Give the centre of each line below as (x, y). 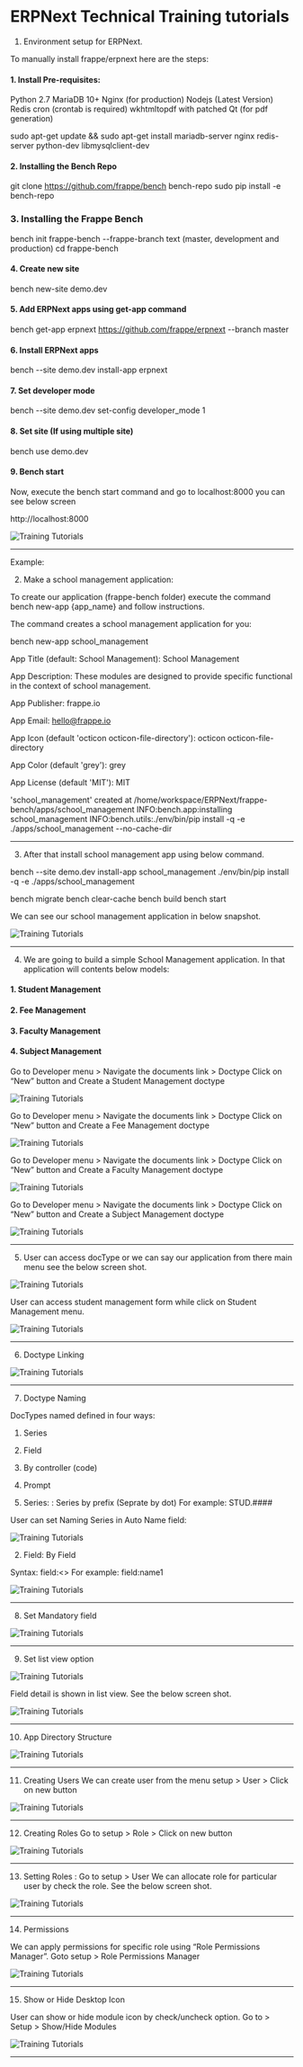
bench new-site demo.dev (59, 289)
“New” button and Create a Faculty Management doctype (117, 1169)
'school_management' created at (71, 800)
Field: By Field (49, 1554)
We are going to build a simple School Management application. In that (154, 959)
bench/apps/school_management (72, 809)
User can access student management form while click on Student (134, 1302)
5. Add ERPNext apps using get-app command (98, 309)
